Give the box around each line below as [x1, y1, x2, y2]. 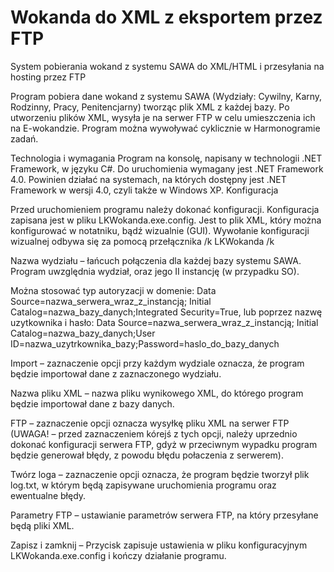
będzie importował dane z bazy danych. [10, 397, 175, 410]
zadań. [10, 132, 39, 145]
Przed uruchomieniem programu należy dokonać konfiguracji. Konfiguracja [10, 203, 320, 215]
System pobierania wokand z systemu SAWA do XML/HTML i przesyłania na [10, 60, 325, 72]
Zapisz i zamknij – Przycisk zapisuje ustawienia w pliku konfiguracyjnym [10, 539, 308, 551]
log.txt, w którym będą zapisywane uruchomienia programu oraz [10, 479, 277, 491]
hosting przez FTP [10, 71, 87, 83]
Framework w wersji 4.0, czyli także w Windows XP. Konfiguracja [10, 184, 279, 196]
